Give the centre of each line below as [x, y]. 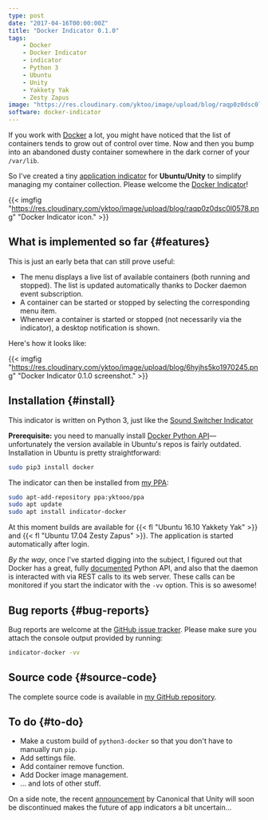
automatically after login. [49, 544]
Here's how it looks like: [47, 343]
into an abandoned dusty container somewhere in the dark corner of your [129, 152]
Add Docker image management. [74, 775]
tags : [17, 38]
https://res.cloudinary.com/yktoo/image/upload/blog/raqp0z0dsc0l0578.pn [135, 208]
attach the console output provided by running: [86, 638]
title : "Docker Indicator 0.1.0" [64, 30]
